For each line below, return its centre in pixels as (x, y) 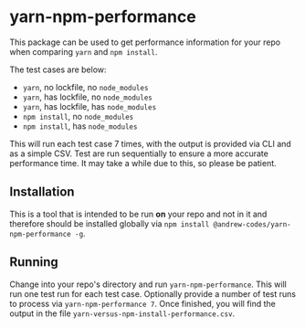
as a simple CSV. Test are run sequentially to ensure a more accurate (139, 153)
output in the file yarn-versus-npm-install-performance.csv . (122, 313)
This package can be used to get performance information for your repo (145, 42)
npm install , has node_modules (80, 126)
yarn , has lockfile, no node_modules (87, 97)
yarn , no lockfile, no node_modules (85, 87)
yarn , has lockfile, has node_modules (89, 106)
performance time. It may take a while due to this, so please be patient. (143, 163)
